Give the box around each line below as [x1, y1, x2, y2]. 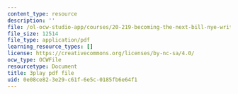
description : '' [7, 17, 55, 24]
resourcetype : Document [7, 63, 78, 70]
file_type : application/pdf [7, 37, 91, 44]
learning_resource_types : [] [7, 43, 93, 50]
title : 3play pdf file [7, 69, 74, 76]
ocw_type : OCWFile [7, 57, 62, 64]
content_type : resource [7, 10, 78, 18]
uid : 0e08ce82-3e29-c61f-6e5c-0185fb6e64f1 [7, 76, 138, 83]
